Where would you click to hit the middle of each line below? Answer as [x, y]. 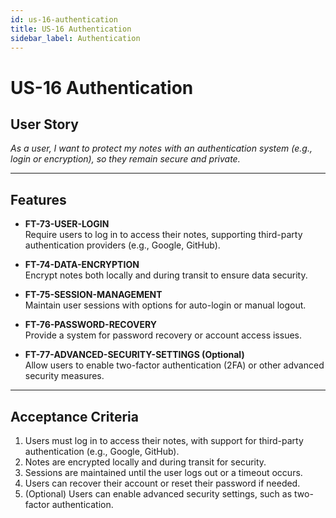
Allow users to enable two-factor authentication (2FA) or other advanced [174, 365]
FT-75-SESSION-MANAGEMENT [93, 295]
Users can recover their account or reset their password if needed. [162, 483]
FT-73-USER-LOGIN [67, 224]
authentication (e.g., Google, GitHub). [102, 451]
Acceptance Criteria [74, 416]
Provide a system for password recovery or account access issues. [163, 335]
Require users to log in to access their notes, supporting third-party [163, 235]
